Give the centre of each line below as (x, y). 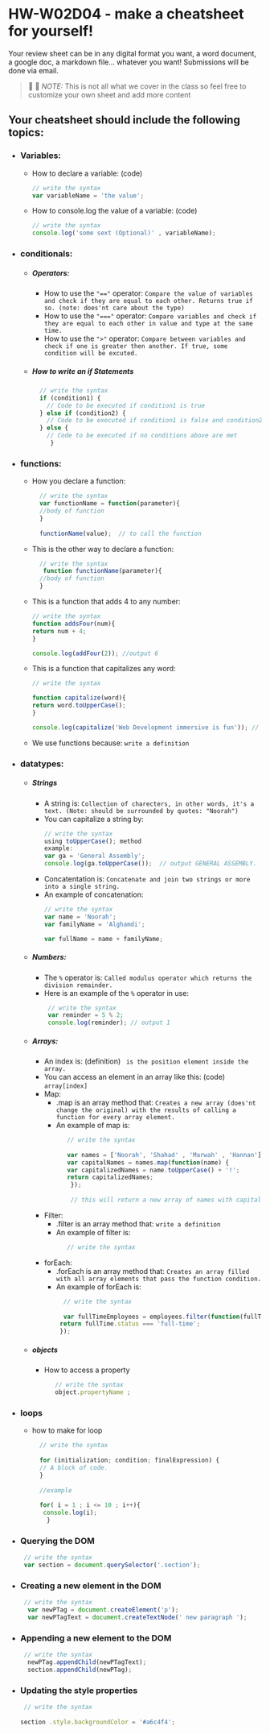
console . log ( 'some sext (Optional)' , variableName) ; (124, 233)
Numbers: (49, 957)
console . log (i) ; (70, 1513)
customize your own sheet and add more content (109, 94)
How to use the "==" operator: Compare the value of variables (148, 293)
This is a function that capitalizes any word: (104, 669)
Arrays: (45, 1041)
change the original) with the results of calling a (146, 1110)
